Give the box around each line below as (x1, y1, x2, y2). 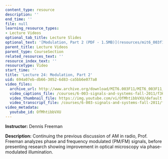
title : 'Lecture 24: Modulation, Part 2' (5, 72, 93, 77)
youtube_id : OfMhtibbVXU (9, 109, 61, 115)
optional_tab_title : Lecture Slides (5, 35, 81, 40)
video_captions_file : (9, 91, 55, 96)
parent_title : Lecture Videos (5, 44, 68, 49)
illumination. (28, 148, 53, 155)
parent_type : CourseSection (5, 49, 64, 54)
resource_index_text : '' (5, 58, 57, 63)
